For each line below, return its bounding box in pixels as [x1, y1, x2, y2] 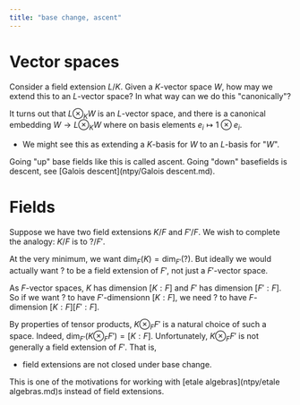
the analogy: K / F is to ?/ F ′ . [9, 236, 106, 247]
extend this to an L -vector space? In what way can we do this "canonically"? [9, 90, 291, 101]
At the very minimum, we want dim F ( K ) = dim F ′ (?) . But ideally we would [9, 254, 271, 266]
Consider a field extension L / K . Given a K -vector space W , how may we [9, 81, 273, 92]
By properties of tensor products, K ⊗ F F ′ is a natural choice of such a [9, 318, 267, 332]
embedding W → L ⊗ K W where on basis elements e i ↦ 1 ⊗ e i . [9, 120, 243, 132]
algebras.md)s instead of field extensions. [9, 386, 165, 397]
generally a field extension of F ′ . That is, [9, 342, 157, 353]
